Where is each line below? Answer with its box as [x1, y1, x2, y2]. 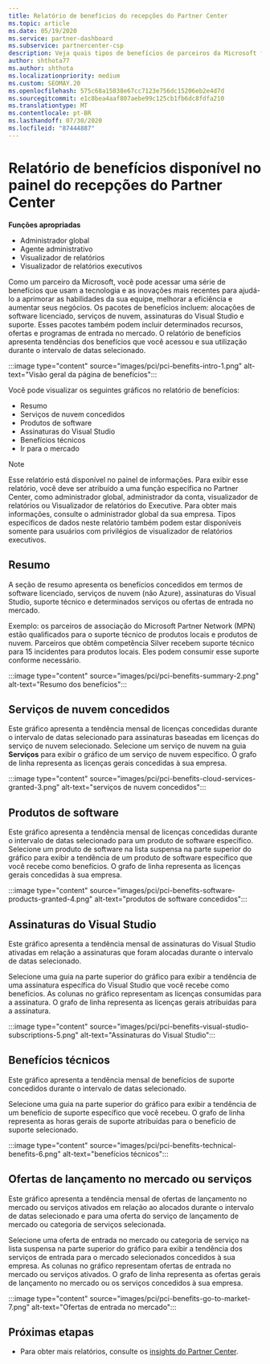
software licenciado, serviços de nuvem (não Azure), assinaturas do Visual [8, 588, 256, 597]
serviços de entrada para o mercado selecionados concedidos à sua [8, 1252, 235, 1262]
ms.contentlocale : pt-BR [8, 110, 92, 118]
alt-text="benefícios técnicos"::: [63, 1149, 169, 1158]
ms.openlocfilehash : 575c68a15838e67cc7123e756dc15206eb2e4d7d [8, 86, 225, 95]
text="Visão [8, 369, 48, 379]
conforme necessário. [8, 655, 82, 665]
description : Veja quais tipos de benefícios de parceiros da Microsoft [8, 49, 257, 57]
